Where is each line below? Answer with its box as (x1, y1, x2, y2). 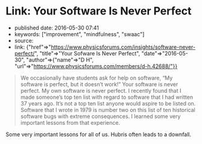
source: (14, 37, 34, 44)
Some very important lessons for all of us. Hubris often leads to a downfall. (5, 131, 192, 138)
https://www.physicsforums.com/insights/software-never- (51, 43, 196, 51)
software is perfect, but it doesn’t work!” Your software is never (20, 80, 178, 88)
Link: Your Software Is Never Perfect (5, 4, 192, 18)
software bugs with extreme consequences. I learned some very (20, 113, 181, 120)
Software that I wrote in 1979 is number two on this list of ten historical (20, 106, 195, 113)
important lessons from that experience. (20, 119, 121, 126)
